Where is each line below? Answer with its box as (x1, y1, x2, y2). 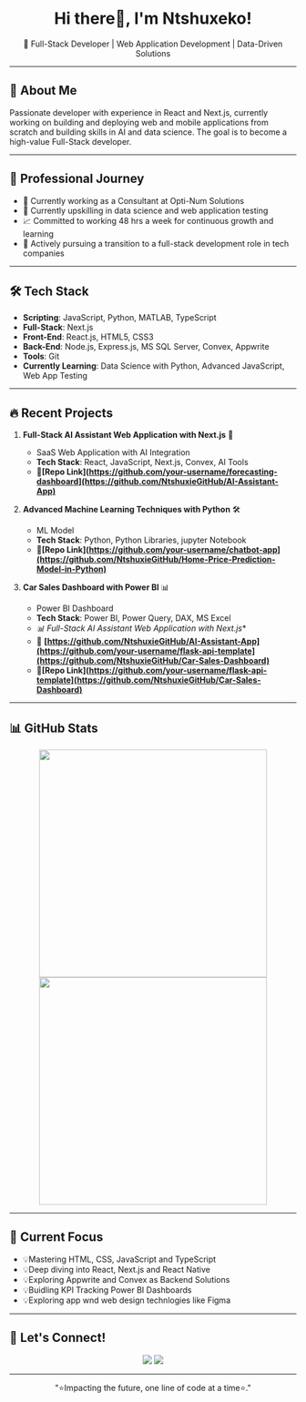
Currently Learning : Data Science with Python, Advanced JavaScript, (22, 361, 285, 371)
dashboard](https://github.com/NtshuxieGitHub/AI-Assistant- (36, 476, 280, 487)
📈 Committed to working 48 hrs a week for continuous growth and (22, 215, 274, 226)
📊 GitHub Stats (9, 720, 98, 736)
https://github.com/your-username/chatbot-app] (88, 544, 280, 555)
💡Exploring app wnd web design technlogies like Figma (22, 1295, 230, 1305)
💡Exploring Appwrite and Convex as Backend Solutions (22, 1274, 230, 1285)
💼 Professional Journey (9, 171, 145, 187)
